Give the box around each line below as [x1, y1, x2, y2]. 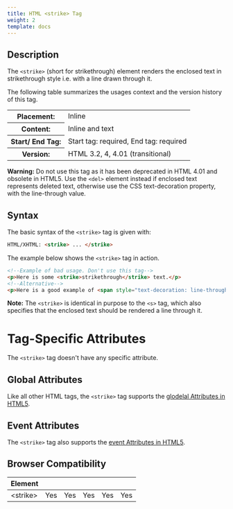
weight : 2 [7, 17, 36, 24]
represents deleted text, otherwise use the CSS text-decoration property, [7, 182, 216, 191]
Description [7, 49, 59, 60]
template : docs [7, 23, 51, 30]
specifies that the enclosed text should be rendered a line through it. [7, 307, 202, 315]
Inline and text [68, 124, 114, 134]
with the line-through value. [7, 189, 87, 198]
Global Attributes [7, 374, 83, 386]
